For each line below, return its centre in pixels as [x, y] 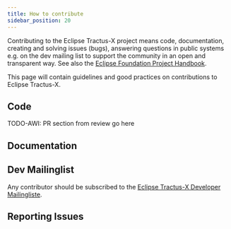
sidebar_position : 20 [39, 20]
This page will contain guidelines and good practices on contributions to [112, 77]
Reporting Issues [46, 216]
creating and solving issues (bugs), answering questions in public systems [116, 48]
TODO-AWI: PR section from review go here [71, 124]
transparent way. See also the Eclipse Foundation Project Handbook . [107, 63]
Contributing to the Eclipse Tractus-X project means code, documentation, [116, 40]
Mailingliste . [25, 194]
